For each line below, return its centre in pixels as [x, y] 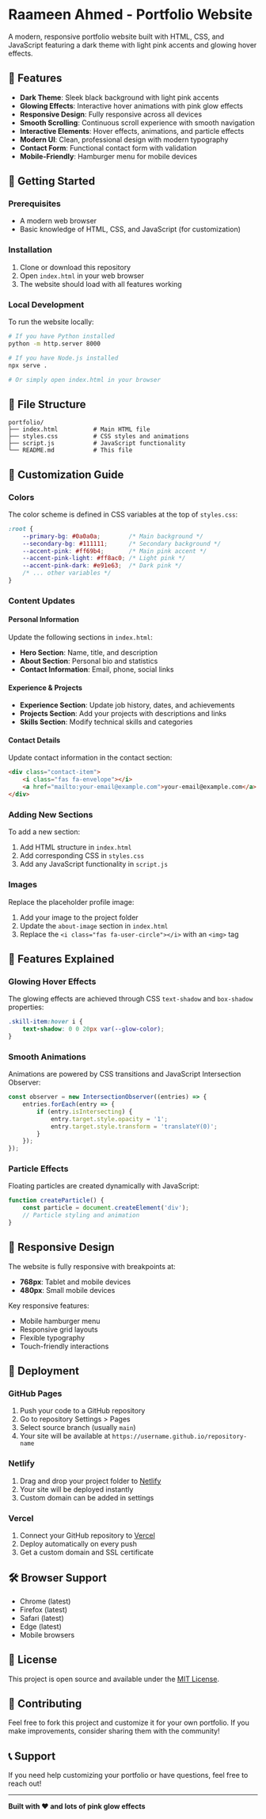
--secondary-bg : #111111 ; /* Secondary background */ [122, 543]
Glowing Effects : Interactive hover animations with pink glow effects [131, 105]
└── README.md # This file [70, 450]
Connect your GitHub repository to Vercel [87, 1535]
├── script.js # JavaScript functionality [97, 444]
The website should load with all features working [101, 284]
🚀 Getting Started [52, 181]
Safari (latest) [42, 1618]
